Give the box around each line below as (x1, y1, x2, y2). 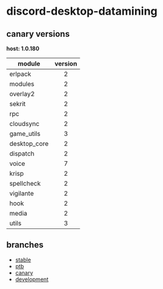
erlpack (9, 70, 32, 78)
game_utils (9, 130, 41, 138)
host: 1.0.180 (6, 45, 40, 52)
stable (15, 256, 31, 263)
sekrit (9, 100, 26, 108)
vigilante (9, 189, 34, 197)
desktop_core (9, 140, 49, 148)
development (15, 276, 49, 283)
